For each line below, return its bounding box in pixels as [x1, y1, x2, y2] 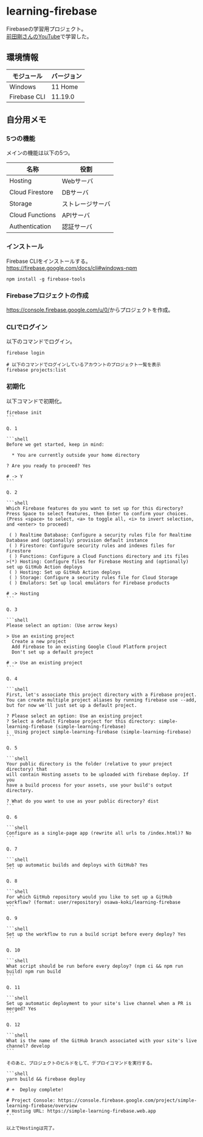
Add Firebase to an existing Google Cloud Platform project [12, 644, 167, 650]
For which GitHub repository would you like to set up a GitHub [6, 894, 173, 900]
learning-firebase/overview [6, 1102, 78, 1108]
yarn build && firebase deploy [6, 1076, 86, 1082]
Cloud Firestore [9, 188, 53, 196]
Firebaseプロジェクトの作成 [6, 291, 89, 299]
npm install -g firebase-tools [6, 276, 86, 282]
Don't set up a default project [12, 649, 94, 655]
